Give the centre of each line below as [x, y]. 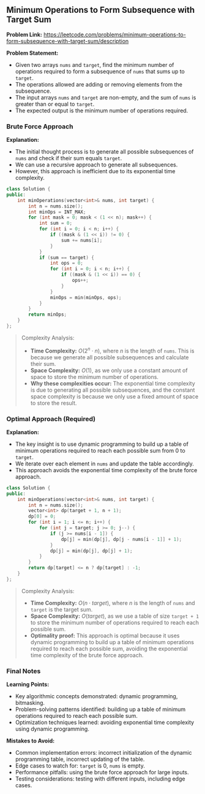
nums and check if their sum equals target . [69, 158]
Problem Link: [24, 34]
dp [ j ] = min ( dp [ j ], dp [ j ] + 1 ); [91, 551]
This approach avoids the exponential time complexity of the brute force [106, 470]
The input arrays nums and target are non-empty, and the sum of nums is [106, 97]
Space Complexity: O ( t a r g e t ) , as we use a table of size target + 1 [114, 616]
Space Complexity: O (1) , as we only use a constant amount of [109, 370]
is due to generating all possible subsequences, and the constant [113, 390]
